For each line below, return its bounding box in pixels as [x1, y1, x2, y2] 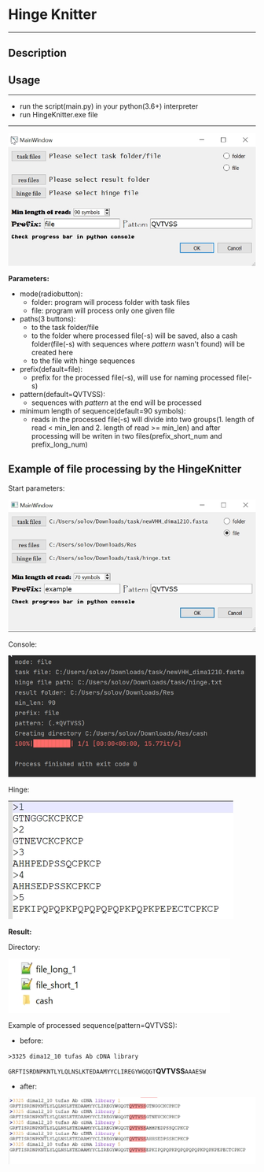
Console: [8, 640, 38, 649]
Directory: [8, 943, 41, 952]
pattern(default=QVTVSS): [19, 389, 106, 399]
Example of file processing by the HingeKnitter [8, 462, 242, 476]
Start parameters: [8, 483, 65, 493]
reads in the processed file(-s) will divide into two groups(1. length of [31, 414, 255, 424]
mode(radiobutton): [19, 289, 83, 299]
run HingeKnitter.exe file [19, 110, 98, 120]
